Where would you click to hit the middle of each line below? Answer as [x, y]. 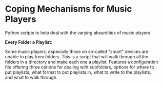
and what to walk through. [31, 77]
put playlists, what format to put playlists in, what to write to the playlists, [78, 72]
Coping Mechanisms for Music [69, 9]
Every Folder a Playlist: [29, 42]
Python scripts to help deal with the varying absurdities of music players [78, 33]
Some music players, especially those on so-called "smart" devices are [77, 51]
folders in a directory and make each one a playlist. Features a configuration [81, 62]
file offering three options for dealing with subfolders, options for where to [80, 67]
